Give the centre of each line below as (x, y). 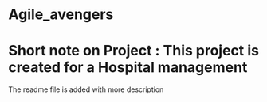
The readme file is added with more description (86, 89)
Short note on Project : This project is (134, 51)
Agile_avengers (61, 15)
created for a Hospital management (128, 68)
